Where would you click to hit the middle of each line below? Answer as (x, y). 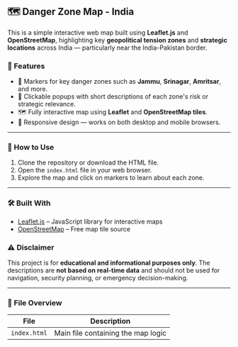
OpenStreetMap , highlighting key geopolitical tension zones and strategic (118, 40)
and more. (33, 89)
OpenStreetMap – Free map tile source (74, 228)
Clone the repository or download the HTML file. (88, 163)
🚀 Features (26, 66)
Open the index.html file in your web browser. (85, 170)
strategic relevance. (47, 104)
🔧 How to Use (31, 148)
